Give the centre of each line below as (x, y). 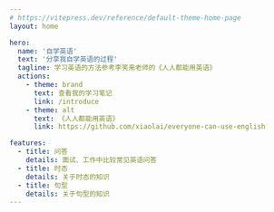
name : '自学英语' (48, 51)
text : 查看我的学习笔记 (73, 93)
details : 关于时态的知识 (68, 177)
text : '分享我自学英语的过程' (68, 60)
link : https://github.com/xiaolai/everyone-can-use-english (149, 127)
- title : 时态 (43, 169)
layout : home (34, 26)
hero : (20, 43)
